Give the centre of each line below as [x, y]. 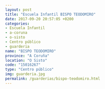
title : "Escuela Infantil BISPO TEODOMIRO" [51, 14]
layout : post [18, 10]
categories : [17, 23]
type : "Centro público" [30, 70]
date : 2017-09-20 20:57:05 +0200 [39, 19]
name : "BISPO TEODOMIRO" [31, 51]
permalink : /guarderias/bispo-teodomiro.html [52, 79]
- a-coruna [16, 33]
